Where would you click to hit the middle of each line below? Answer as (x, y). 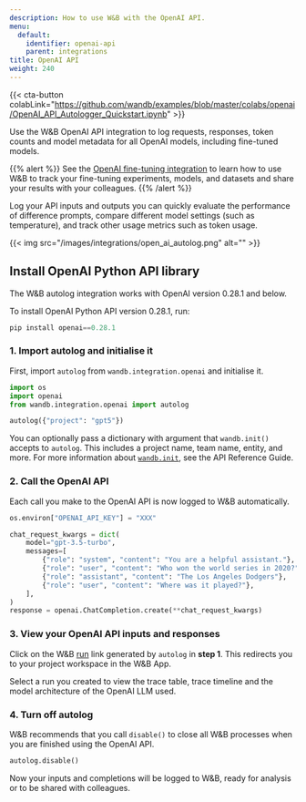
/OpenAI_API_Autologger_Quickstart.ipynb (88, 114)
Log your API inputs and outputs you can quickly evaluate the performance (150, 205)
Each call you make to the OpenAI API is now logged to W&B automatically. (149, 501)
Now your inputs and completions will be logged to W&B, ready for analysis (150, 778)
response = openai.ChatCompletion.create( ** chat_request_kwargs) (136, 611)
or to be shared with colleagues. (70, 787)
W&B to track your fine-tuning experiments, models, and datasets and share (152, 178)
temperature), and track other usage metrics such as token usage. (133, 225)
